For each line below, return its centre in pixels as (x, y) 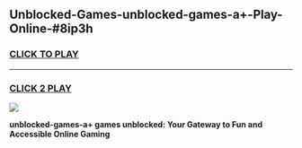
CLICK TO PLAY (44, 55)
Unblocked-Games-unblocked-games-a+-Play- (146, 15)
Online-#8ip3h (51, 29)
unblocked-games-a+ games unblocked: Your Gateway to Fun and (136, 124)
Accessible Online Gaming (60, 134)
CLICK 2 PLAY (40, 88)
